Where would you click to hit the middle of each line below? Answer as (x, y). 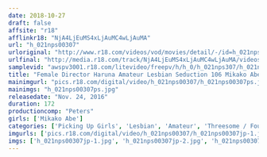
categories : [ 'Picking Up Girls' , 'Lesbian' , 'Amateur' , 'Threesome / (128, 126)
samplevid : (26, 67)
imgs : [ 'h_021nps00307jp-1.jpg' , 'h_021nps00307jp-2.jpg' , (108, 141)
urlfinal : (25, 60)
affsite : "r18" (33, 30)
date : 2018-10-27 (37, 15)
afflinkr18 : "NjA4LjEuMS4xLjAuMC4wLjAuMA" (79, 38)
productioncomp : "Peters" (51, 112)
